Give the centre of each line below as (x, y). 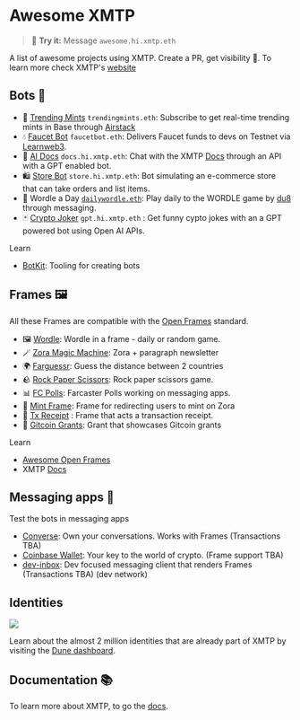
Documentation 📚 (61, 680)
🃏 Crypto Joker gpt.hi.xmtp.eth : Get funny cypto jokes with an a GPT (152, 217)
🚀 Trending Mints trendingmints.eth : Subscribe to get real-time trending (156, 117)
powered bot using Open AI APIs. (83, 231)
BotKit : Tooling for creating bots (81, 265)
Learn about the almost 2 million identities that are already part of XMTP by (148, 641)
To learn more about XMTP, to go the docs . (89, 706)
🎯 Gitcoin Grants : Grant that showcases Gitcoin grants (122, 425)
